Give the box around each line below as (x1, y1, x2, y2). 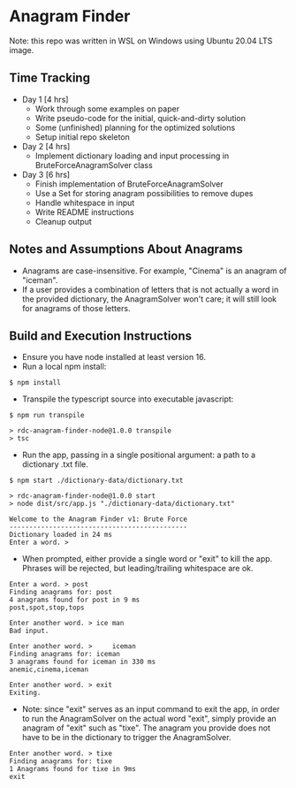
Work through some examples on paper (34, 103, 179, 114)
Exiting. (9, 688, 42, 698)
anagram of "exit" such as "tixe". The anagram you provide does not (21, 723, 271, 733)
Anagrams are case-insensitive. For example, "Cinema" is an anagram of (21, 265, 287, 276)
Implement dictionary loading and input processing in (34, 150, 230, 161)
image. (9, 44, 34, 55)
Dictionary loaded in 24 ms (9, 531, 113, 539)
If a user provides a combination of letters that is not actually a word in (21, 284, 279, 295)
